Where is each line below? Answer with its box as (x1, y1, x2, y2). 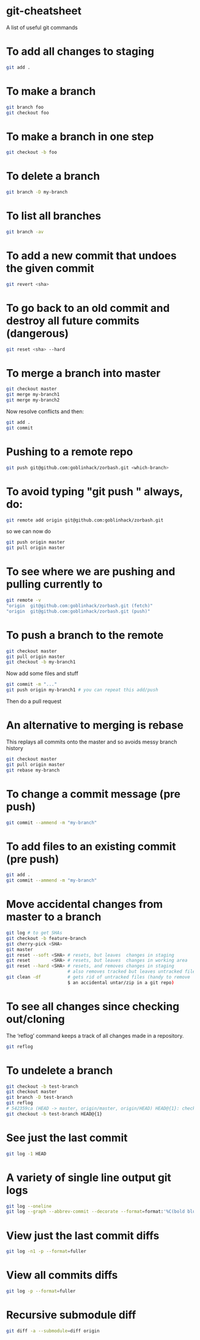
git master (6, 947, 33, 952)
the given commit (6, 262, 94, 275)
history (6, 745, 24, 751)
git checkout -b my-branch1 (6, 659, 76, 665)
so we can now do (6, 528, 52, 535)
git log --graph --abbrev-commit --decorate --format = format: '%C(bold (6, 1208, 185, 1215)
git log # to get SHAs (6, 930, 62, 936)
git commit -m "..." (6, 682, 58, 688)
